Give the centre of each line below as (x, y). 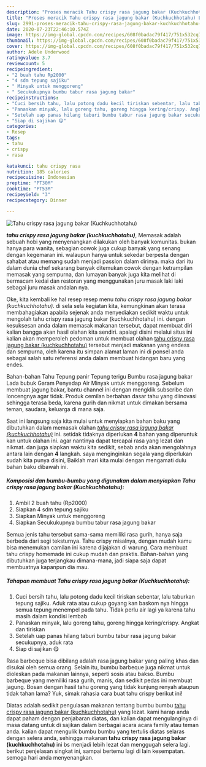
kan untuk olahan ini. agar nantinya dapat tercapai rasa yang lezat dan (95, 441)
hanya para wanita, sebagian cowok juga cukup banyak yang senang (93, 248)
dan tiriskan (30, 629)
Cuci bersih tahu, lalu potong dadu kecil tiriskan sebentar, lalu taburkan (105, 596)
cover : (15, 47)
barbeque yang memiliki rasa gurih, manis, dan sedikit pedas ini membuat (99, 680)
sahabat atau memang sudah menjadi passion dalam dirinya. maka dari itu (100, 261)
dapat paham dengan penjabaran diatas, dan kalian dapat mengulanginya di (102, 718)
